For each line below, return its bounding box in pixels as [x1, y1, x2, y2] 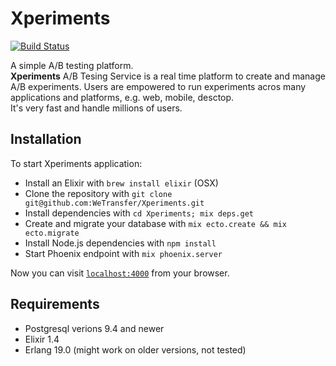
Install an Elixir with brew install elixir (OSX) [24, 177, 219, 189]
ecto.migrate [24, 228, 80, 238]
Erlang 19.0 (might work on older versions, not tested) [24, 343, 247, 356]
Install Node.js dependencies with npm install [24, 237, 217, 249]
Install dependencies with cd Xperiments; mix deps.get [24, 207, 255, 219]
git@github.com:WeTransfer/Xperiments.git [24, 198, 205, 208]
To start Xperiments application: [10, 157, 143, 169]
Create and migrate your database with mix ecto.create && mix [24, 217, 287, 229]
